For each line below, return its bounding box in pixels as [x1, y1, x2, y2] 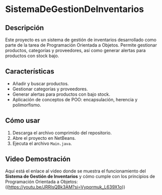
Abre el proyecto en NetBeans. [12, 135, 76, 141]
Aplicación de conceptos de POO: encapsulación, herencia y [12, 96, 137, 102]
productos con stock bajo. [5, 53, 59, 59]
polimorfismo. [12, 102, 41, 108]
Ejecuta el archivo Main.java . [12, 140, 72, 146]
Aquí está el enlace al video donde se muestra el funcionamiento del [5, 168, 146, 174]
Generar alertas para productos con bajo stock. [12, 91, 110, 97]
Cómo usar [5, 116, 40, 125]
